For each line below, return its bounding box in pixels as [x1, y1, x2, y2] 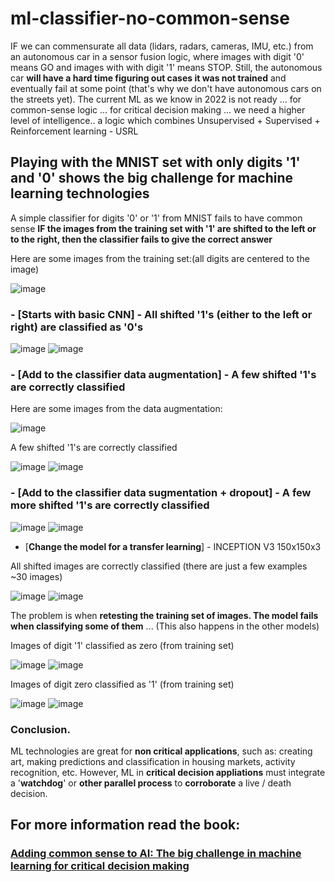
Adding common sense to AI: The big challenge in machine [10, 847, 302, 861]
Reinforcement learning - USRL [10, 125, 139, 137]
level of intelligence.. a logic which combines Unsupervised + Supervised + [10, 114, 321, 126]
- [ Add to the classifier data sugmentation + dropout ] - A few [10, 486, 312, 500]
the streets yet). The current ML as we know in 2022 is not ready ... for [10, 93, 302, 105]
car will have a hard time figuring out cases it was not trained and [10, 72, 287, 84]
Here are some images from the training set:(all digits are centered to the [10, 252, 310, 264]
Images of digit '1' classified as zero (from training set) [10, 639, 235, 651]
